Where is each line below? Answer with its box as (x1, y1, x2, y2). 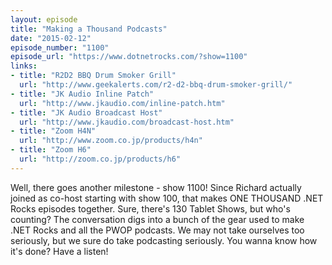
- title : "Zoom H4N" (10, 126, 97, 136)
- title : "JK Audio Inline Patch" (10, 89, 155, 99)
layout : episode (10, 14, 78, 25)
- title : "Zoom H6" (10, 145, 92, 155)
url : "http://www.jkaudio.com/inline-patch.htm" (19, 98, 226, 108)
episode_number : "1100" (10, 42, 110, 53)
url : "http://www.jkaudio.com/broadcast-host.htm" (19, 117, 235, 127)
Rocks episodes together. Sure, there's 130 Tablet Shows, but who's (10, 202, 291, 215)
